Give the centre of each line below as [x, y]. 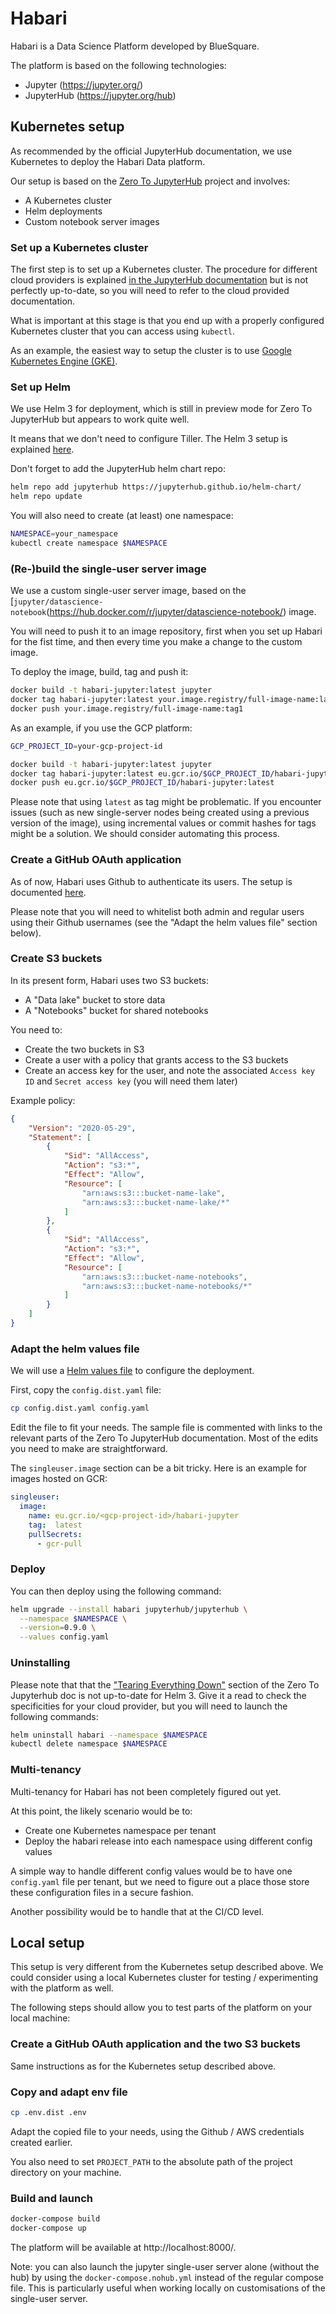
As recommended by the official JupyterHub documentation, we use [151, 151]
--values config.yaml [64, 1637]
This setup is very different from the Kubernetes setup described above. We [167, 1967]
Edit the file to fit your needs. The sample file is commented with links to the [166, 1428]
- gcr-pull [59, 1543]
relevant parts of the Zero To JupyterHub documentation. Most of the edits [164, 1438]
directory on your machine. [66, 2172]
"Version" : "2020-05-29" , [82, 1128]
